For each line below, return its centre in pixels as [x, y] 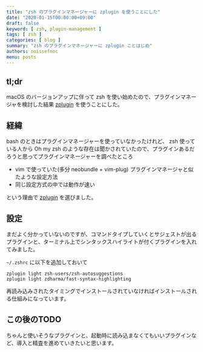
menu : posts [21, 57]
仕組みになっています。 [40, 299]
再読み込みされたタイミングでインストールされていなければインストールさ [99, 291]
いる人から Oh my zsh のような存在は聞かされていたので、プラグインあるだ [101, 149]
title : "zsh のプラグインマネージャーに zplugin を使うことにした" [83, 12]
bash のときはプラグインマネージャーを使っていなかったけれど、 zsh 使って [101, 141]
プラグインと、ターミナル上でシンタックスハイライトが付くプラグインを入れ [101, 242]
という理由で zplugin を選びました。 [52, 197]
